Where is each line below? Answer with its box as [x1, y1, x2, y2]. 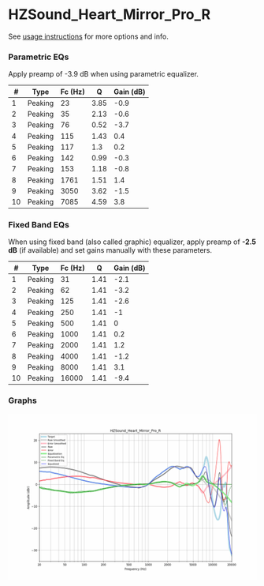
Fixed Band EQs [8, 219, 69, 230]
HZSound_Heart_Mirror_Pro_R [8, 6, 211, 24]
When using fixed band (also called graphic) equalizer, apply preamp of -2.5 [8, 237, 257, 246]
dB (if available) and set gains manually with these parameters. [8, 246, 213, 255]
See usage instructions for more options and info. [8, 32, 169, 41]
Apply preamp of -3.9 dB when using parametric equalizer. [8, 69, 199, 79]
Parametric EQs [8, 51, 69, 62]
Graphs [8, 395, 37, 406]
